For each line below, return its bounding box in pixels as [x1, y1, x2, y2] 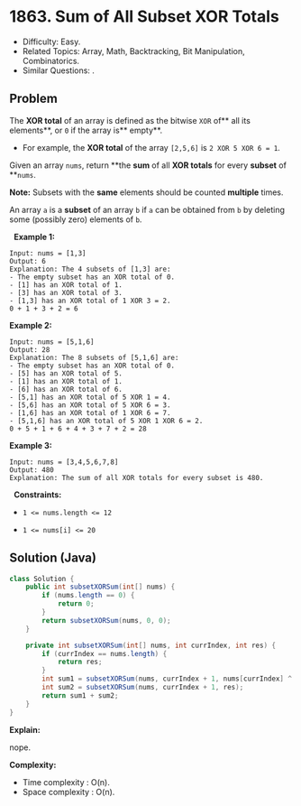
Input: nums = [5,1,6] [9, 337, 95, 347]
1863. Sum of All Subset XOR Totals [9, 6, 279, 27]
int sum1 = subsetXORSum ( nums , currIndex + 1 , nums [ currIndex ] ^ [41, 674, 293, 683]
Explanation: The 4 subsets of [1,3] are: [9, 264, 171, 273]
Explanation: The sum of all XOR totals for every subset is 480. [9, 473, 264, 482]
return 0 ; [57, 599, 95, 608]
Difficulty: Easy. [22, 36, 81, 47]
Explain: [9, 724, 41, 735]
